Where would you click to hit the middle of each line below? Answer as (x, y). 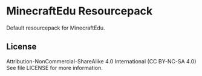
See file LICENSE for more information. (54, 68)
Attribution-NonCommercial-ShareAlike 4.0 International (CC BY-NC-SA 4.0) (101, 61)
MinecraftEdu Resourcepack (80, 11)
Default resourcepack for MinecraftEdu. (56, 28)
